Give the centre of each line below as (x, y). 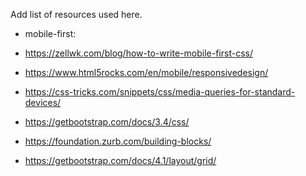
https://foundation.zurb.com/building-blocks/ (118, 141)
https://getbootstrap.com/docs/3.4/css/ (107, 122)
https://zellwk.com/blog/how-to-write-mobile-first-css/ (138, 53)
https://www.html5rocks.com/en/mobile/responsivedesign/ (146, 72)
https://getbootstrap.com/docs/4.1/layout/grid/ (120, 160)
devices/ (43, 102)
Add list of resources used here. (76, 14)
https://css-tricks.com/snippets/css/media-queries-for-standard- (160, 92)
